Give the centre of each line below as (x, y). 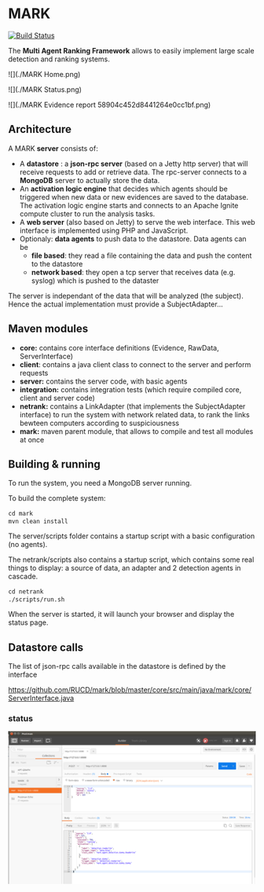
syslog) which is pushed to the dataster (95, 281)
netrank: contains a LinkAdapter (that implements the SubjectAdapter (132, 406)
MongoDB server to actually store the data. (90, 180)
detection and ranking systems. (59, 59)
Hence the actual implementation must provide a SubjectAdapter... (116, 304)
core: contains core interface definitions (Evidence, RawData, (119, 347)
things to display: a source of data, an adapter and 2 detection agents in (125, 568)
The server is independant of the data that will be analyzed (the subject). (126, 295)
